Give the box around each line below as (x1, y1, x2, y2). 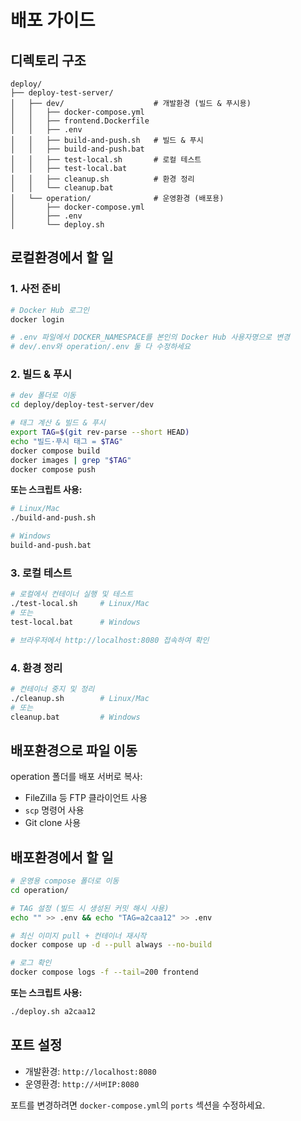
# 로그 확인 (10, 958, 52, 968)
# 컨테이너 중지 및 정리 (10, 684, 95, 694)
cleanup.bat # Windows (10, 712, 141, 722)
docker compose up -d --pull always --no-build (10, 940, 213, 950)
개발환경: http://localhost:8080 (24, 1065, 157, 1077)
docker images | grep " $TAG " (10, 455, 132, 465)
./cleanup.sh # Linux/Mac (10, 693, 150, 703)
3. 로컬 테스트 (10, 566, 73, 580)
